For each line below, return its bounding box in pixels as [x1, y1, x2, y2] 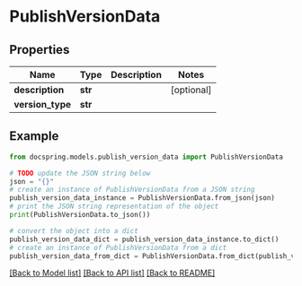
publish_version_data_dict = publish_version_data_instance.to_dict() [9, 235, 280, 244]
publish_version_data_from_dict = [9, 251, 139, 261]
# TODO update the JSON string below [9, 169, 151, 178]
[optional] [170, 83, 212, 96]
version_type [13, 99, 72, 110]
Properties [9, 42, 70, 57]
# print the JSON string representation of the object [9, 202, 219, 212]
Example [9, 128, 59, 144]
